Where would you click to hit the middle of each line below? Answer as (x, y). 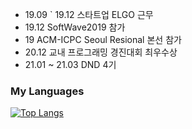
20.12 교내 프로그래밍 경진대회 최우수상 (101, 52)
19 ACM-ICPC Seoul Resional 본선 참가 (103, 39)
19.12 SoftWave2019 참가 (75, 27)
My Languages (47, 91)
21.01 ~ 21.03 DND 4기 (70, 64)
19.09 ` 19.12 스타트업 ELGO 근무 (89, 14)
